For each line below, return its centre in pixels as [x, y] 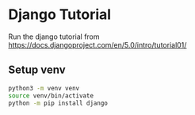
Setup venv [37, 70]
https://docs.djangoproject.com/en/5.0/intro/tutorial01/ [97, 44]
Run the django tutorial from [54, 36]
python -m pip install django [58, 103]
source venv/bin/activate [51, 96]
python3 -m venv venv [44, 88]
